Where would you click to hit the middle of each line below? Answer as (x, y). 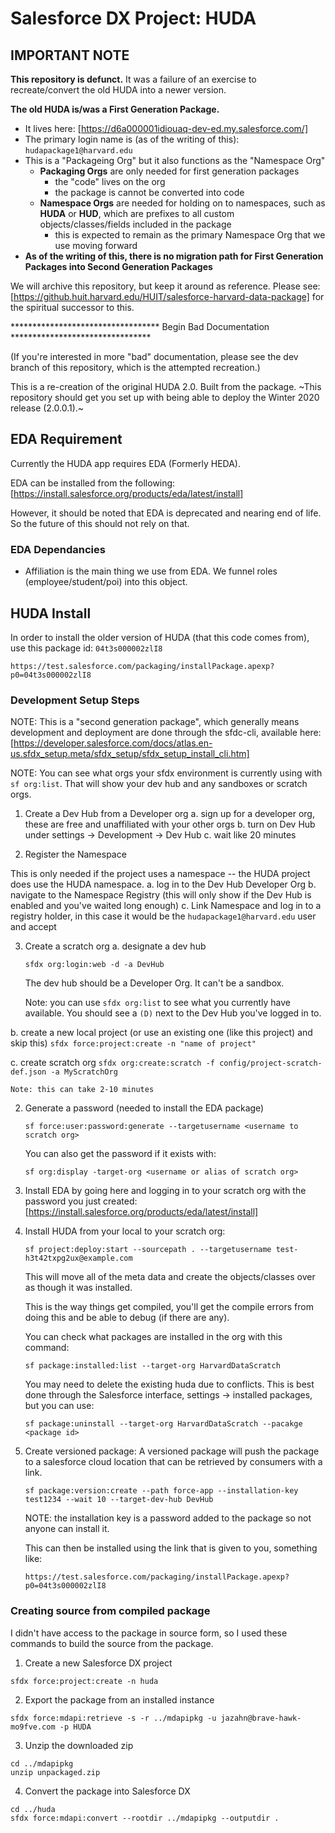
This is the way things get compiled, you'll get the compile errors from (169, 1307)
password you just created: (81, 1201)
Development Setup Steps (75, 700)
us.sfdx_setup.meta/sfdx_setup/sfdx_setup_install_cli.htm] (130, 754)
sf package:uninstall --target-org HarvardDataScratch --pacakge (163, 1424)
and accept (33, 927)
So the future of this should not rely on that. (100, 523)
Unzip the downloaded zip (79, 1745)
